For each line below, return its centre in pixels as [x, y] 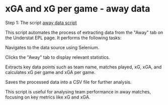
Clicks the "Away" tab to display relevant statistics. [58, 57]
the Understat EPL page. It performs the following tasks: [63, 38]
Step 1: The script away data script [41, 23]
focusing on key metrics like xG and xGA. [48, 97]
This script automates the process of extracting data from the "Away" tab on [84, 32]
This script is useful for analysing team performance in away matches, [78, 91]
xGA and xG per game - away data [78, 9]
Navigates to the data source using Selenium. [52, 47]
